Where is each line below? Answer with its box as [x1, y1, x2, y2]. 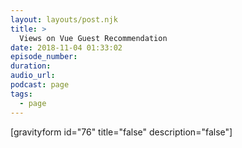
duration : [10, 61, 52, 71]
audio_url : [10, 71, 56, 81]
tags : [10, 89, 33, 99]
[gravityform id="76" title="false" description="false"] [10, 126, 233, 138]
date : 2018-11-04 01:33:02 [10, 42, 123, 53]
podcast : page [10, 80, 70, 90]
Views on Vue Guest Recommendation [19, 33, 168, 43]
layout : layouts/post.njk [10, 14, 118, 25]
